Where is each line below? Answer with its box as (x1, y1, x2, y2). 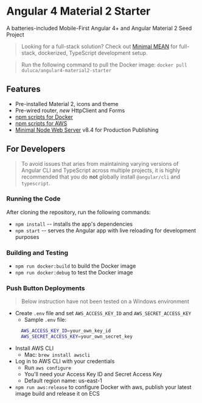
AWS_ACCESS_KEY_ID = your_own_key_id (21, 328, 111, 334)
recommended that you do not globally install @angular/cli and (21, 173, 181, 180)
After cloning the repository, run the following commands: (6, 209, 151, 216)
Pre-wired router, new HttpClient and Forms (15, 107, 125, 114)
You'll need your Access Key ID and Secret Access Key (24, 371, 162, 378)
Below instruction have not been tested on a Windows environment (21, 298, 190, 305)
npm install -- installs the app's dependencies (15, 220, 133, 227)
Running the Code (6, 194, 61, 203)
